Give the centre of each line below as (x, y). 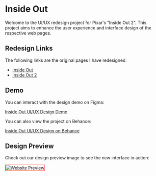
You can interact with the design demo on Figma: (55, 102)
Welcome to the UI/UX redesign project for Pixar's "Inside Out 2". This (76, 23)
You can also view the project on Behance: (48, 121)
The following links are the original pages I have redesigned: (66, 60)
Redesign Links (29, 48)
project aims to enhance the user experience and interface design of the (78, 27)
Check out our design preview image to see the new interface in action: (77, 158)
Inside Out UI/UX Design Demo (36, 112)
